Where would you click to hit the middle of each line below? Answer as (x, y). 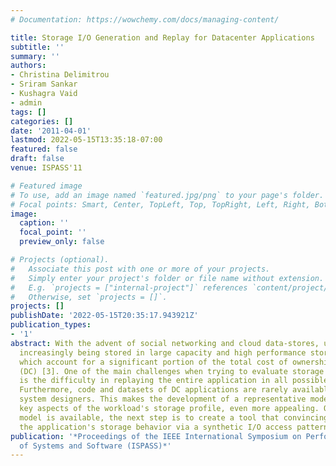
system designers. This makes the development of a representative (163, 399)
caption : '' (44, 223)
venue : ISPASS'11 (46, 168)
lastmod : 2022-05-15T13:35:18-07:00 (86, 140)
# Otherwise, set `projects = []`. (89, 297)
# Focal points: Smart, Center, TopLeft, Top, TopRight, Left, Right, (160, 204)
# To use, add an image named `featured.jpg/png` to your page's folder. (167, 195)
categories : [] (42, 121)
